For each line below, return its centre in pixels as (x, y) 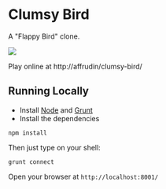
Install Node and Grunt (56, 110)
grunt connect (31, 162)
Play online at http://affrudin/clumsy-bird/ (76, 66)
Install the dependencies (59, 118)
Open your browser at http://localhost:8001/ (83, 176)
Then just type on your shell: (54, 147)
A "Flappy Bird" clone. (44, 36)
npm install (28, 133)
